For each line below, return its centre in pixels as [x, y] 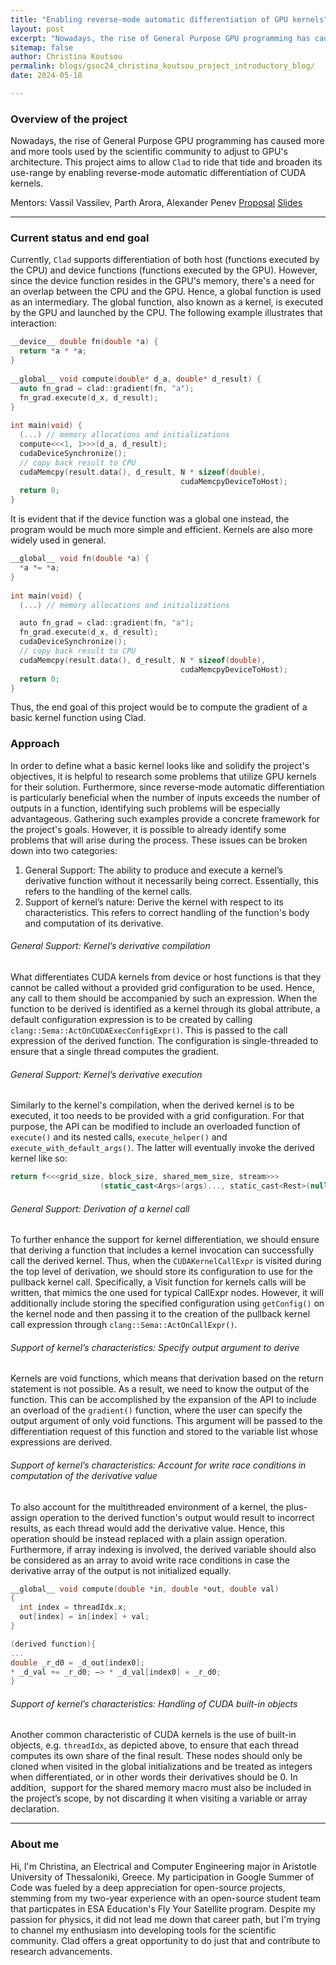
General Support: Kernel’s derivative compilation [110, 946]
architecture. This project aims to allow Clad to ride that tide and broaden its [166, 162]
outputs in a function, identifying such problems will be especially [145, 808]
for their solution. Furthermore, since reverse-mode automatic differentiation [167, 787]
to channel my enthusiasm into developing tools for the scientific [143, 1930]
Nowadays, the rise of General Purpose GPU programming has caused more [167, 141]
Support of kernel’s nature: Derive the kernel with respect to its [154, 902]
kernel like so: [39, 1158]
